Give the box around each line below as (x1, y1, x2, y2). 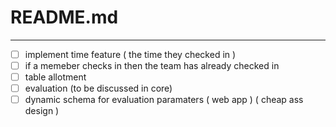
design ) (24, 105, 60, 117)
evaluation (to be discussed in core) (24, 82, 173, 95)
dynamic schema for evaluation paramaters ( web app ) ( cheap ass (24, 94, 304, 106)
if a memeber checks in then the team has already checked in (24, 60, 280, 71)
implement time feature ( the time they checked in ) (24, 48, 237, 60)
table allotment (24, 71, 87, 83)
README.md (10, 6, 119, 29)
